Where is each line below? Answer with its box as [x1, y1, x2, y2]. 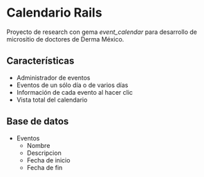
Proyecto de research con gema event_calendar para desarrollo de [6, 28, 198, 36]
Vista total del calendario [16, 95, 88, 104]
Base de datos [6, 115, 69, 127]
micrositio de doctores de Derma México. [6, 35, 124, 43]
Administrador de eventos [16, 73, 91, 82]
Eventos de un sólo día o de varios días [16, 81, 129, 89]
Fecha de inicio [26, 156, 71, 164]
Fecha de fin [26, 163, 63, 171]
